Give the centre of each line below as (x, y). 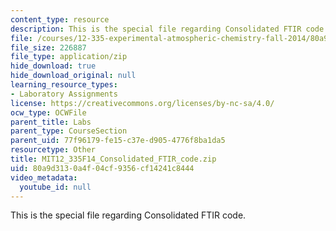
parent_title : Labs (51, 122)
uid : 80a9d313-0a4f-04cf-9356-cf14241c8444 (102, 168)
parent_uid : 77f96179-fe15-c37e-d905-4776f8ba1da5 (118, 141)
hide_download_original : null (73, 76)
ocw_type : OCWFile (48, 112)
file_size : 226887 (48, 47)
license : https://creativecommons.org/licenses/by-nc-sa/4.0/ (142, 103)
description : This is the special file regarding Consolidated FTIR (156, 29)
